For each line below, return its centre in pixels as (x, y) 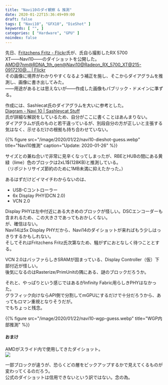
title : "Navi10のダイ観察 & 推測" (39, 10)
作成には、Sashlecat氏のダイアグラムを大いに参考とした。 (66, 105)
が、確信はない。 (23, 224)
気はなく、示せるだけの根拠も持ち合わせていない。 (58, 129)
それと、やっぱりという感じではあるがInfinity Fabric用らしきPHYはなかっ (81, 282)
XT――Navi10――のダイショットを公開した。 (52, 59)
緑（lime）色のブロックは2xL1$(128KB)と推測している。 (63, 162)
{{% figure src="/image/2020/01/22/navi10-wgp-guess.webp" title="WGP (81, 318)
